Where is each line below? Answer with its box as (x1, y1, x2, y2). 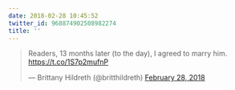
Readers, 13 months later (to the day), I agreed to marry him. (27, 49, 228, 59)
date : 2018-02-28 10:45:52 (8, 11, 99, 20)
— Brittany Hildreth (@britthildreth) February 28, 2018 (27, 73, 206, 83)
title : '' (8, 27, 42, 35)
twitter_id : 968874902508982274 (8, 19, 116, 27)
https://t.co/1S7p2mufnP (27, 57, 109, 67)
